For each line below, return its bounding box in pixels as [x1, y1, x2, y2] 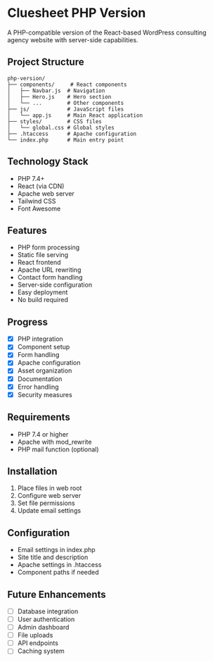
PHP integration [17, 335, 63, 343]
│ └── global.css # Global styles [7, 124, 115, 131]
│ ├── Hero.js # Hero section [7, 93, 112, 100]
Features [7, 224, 47, 237]
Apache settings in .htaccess [17, 561, 102, 569]
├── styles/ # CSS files [7, 118, 102, 125]
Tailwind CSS [17, 196, 56, 205]
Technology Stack [7, 156, 89, 168]
